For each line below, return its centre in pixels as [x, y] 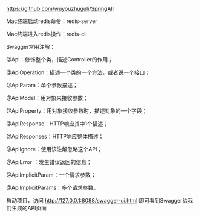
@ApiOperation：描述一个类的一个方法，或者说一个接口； [78, 72]
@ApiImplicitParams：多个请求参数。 [53, 187]
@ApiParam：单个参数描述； [42, 85]
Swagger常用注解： [31, 47]
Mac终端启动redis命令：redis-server [52, 21]
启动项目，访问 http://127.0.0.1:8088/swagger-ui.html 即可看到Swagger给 [97, 200]
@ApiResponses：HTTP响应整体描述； [55, 136]
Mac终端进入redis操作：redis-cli [47, 34]
